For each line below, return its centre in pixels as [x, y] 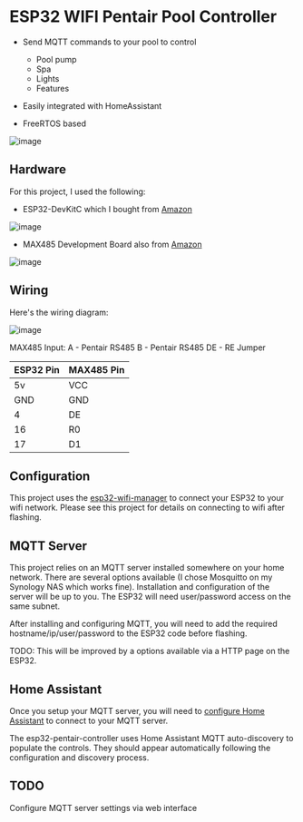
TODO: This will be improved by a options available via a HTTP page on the [150, 651]
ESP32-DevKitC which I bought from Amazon [107, 209]
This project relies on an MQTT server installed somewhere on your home [147, 568]
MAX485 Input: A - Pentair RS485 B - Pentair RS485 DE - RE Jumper [137, 347]
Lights [48, 78]
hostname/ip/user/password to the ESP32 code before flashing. [128, 633]
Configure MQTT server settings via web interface [103, 807]
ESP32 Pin [37, 369]
